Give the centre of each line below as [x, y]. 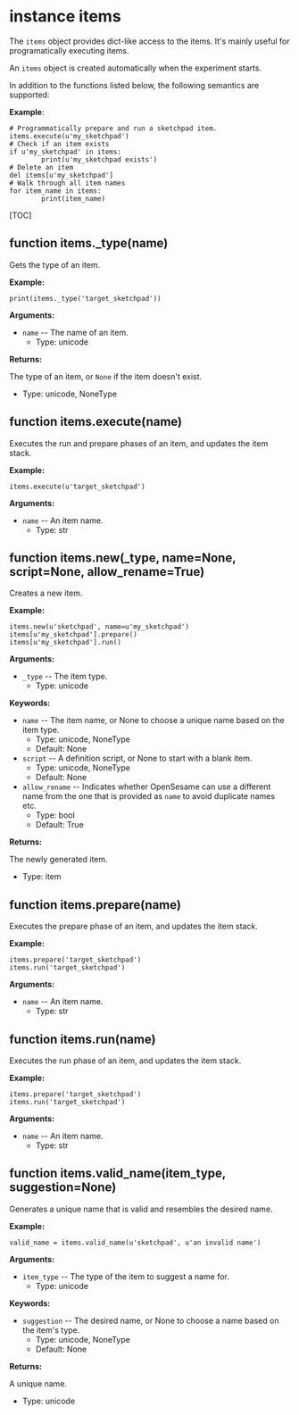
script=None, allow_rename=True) [107, 572]
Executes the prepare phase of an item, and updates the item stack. [134, 927]
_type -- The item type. [65, 677]
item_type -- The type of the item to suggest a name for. [126, 1276]
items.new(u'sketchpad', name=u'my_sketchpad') [100, 627]
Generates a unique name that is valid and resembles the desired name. [141, 1209]
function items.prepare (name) [95, 905]
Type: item [42, 877]
